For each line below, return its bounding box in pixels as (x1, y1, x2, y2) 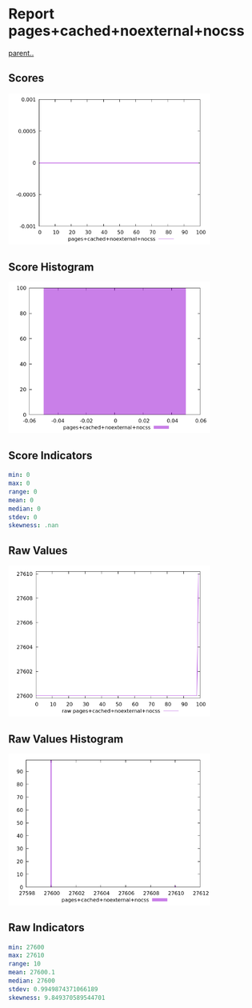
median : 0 (8, 505, 42, 513)
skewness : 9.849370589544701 (8, 994, 106, 1002)
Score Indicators (8, 449, 93, 462)
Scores (8, 71, 45, 85)
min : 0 (8, 471, 30, 479)
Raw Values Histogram (8, 732, 124, 746)
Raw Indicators (8, 921, 86, 934)
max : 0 (8, 479, 30, 488)
